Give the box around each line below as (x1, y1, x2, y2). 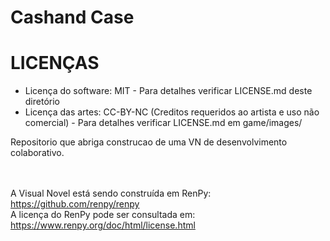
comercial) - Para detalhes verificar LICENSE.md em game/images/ (24, 117, 303, 129)
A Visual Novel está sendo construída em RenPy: (10, 187, 212, 200)
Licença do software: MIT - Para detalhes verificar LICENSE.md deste (24, 85, 313, 97)
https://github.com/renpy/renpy (10, 198, 140, 210)
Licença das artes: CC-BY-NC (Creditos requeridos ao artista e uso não (24, 106, 320, 118)
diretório (24, 96, 60, 108)
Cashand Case (10, 6, 135, 29)
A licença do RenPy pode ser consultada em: (10, 209, 196, 221)
